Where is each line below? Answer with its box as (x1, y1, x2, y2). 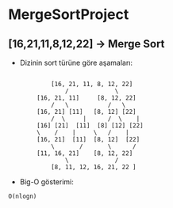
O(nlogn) (8, 192, 37, 200)
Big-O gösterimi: (19, 177, 74, 187)
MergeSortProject (8, 6, 129, 24)
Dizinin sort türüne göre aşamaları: (19, 58, 133, 67)
